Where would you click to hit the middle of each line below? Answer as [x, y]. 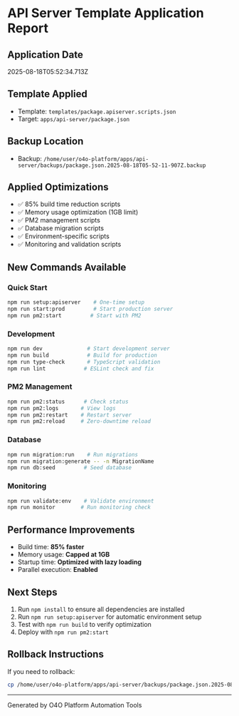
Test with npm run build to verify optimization [84, 624]
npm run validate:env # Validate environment [81, 501]
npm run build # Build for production [83, 355]
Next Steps [32, 592]
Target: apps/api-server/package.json [74, 118]
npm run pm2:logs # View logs [62, 408]
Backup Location [46, 142]
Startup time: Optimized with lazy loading [80, 562]
